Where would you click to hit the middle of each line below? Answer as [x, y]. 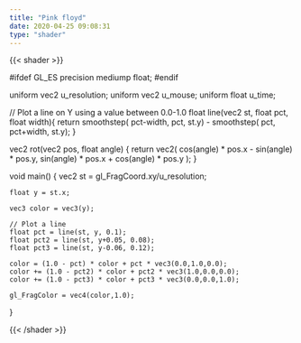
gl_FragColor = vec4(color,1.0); [72, 296]
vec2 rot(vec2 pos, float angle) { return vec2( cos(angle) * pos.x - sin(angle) [151, 149]
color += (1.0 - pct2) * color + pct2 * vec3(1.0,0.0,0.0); [125, 272]
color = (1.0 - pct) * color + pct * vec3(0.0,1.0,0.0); [119, 264]
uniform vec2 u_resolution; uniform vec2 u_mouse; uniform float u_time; [143, 95]
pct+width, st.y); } [43, 132]
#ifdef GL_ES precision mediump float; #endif [94, 78]
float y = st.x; [40, 193]
